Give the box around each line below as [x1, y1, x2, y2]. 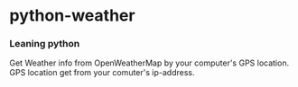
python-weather [9, 5, 135, 26]
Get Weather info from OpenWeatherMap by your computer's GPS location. [9, 57, 290, 68]
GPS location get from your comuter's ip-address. [9, 67, 195, 78]
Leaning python [9, 38, 80, 50]
